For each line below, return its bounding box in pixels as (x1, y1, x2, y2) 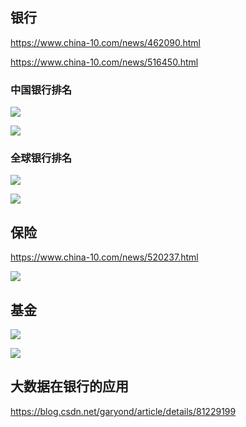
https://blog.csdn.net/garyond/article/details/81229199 (10, 405, 237, 417)
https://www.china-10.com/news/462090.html (10, 36, 201, 48)
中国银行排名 (10, 83, 73, 97)
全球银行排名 (10, 151, 73, 165)
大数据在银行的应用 (10, 378, 129, 395)
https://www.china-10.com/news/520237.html (10, 251, 199, 263)
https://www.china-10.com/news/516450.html (10, 56, 199, 68)
